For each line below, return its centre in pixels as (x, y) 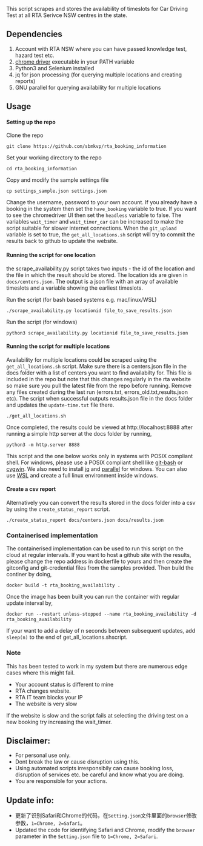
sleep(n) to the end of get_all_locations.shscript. (67, 637)
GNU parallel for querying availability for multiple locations (88, 87)
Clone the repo (25, 135)
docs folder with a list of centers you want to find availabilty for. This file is (99, 373)
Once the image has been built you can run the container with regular (93, 597)
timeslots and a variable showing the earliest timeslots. (75, 288)
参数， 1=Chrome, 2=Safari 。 (50, 823)
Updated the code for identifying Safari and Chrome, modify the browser (105, 830)
